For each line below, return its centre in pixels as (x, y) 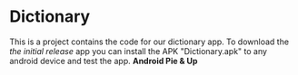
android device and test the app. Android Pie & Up (104, 61)
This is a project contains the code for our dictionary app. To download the (149, 42)
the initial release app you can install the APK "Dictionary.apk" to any (139, 51)
